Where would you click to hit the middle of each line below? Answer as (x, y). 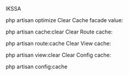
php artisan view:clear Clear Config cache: (58, 55)
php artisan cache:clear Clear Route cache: (59, 32)
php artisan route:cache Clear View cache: (58, 43)
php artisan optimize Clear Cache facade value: (64, 20)
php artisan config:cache (37, 66)
